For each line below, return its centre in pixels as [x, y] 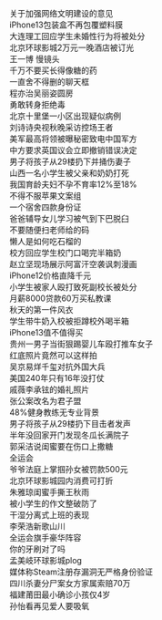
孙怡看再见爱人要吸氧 [49, 606]
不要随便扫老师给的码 [49, 230]
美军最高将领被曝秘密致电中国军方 [73, 139]
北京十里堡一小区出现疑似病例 [65, 116]
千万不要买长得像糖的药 [53, 70]
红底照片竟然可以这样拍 [53, 355]
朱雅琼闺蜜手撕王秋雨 [49, 492]
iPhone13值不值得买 [46, 332]
